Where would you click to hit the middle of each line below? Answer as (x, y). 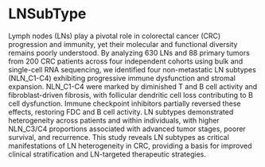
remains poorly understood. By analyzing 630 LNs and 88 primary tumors (129, 52)
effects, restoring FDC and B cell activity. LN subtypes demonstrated (121, 111)
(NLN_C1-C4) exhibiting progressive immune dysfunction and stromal (122, 78)
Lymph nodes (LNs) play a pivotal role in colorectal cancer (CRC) (115, 36)
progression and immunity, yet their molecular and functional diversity (123, 44)
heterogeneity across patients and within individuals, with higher (114, 120)
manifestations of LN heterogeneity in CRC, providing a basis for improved (130, 146)
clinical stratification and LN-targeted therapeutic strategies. (107, 154)
